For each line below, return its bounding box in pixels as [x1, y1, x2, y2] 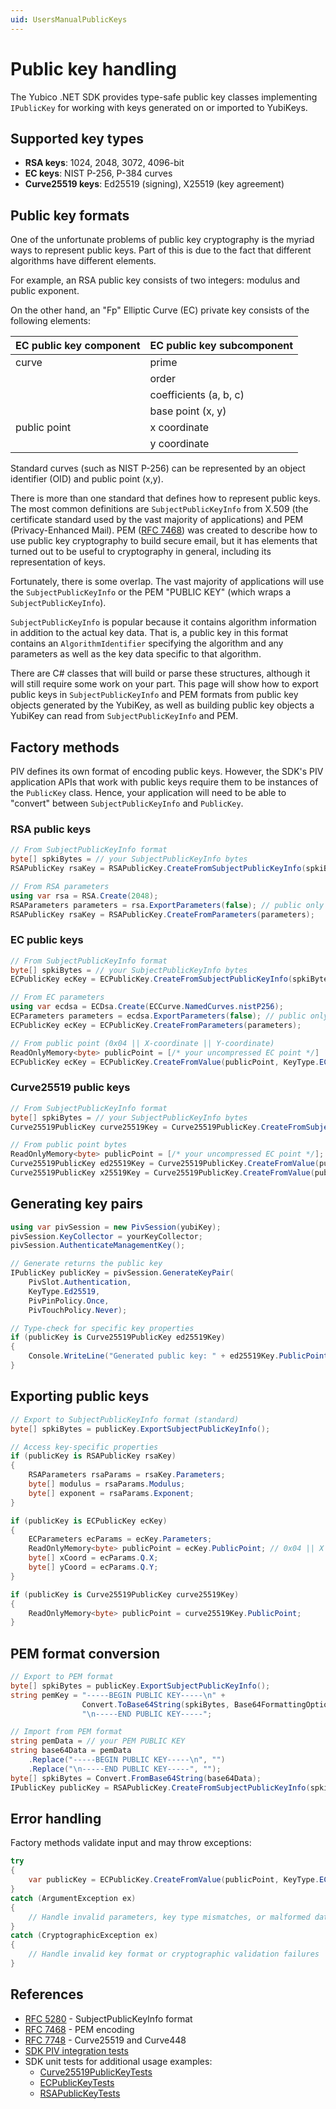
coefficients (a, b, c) [149, 388, 245, 402]
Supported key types [10, 130, 145, 147]
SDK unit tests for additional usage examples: [24, 2055, 213, 2067]
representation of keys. [10, 556, 106, 568]
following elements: [10, 315, 92, 327]
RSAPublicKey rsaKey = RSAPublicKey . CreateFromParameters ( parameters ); [10, 909, 315, 920]
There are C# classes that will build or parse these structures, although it [10, 667, 311, 680]
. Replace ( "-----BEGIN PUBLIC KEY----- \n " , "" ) [28, 1755, 226, 1765]
